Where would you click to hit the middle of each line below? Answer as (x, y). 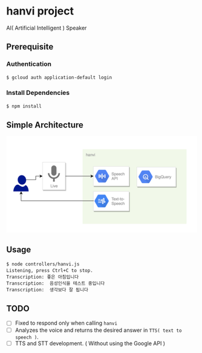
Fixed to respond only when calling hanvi (66, 323)
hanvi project (40, 11)
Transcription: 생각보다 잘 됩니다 (47, 290)
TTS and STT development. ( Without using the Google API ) (90, 343)
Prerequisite (30, 47)
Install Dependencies (38, 93)
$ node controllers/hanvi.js (43, 264)
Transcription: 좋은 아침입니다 (43, 277)
